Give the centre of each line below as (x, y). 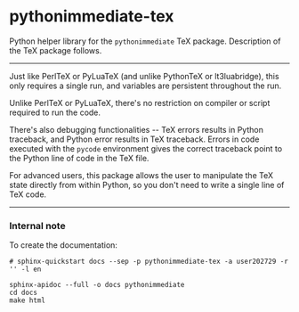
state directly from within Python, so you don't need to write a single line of (147, 185)
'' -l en (25, 269)
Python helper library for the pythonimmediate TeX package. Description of (145, 41)
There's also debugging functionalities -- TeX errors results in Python (137, 129)
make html (28, 300)
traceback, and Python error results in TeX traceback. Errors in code (134, 139)
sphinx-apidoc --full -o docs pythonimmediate (97, 285)
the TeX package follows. (56, 50)
